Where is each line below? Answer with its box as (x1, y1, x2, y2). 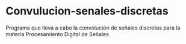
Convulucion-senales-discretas (5, 4, 169, 18)
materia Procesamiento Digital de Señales (5, 30, 110, 37)
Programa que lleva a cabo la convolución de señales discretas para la (5, 24, 181, 31)
